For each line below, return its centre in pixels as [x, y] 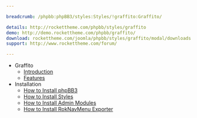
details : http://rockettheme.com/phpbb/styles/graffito [76, 27]
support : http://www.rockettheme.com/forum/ [62, 44]
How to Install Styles [48, 97]
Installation [28, 84]
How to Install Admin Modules [60, 103]
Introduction [38, 72]
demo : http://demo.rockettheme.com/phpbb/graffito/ [71, 33]
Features [34, 78]
